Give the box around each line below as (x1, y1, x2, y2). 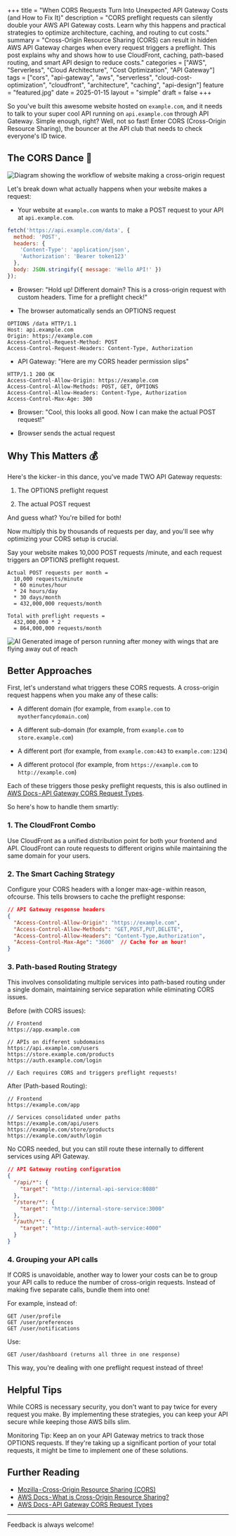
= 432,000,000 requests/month (13, 600, 102, 607)
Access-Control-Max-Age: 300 (7, 395, 93, 402)
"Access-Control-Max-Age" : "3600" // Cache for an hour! (13, 939, 188, 946)
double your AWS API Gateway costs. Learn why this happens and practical (7, 21, 226, 29)
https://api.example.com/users (7, 1045, 99, 1052)
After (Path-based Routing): (7, 1082, 88, 1090)
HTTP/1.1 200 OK (7, 370, 55, 377)
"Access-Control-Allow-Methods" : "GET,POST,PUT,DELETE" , (13, 925, 184, 932)
